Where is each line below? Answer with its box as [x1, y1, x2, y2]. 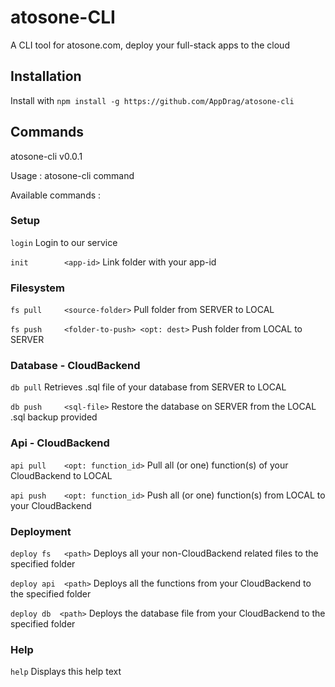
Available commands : [10, 189, 102, 201]
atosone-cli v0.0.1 [10, 150, 83, 162]
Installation [10, 68, 82, 85]
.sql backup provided [10, 411, 98, 423]
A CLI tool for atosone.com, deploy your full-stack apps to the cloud [10, 39, 290, 51]
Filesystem [10, 281, 65, 295]
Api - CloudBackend [10, 436, 110, 450]
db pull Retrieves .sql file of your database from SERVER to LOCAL [10, 381, 287, 393]
